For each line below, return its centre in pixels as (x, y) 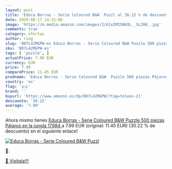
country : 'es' (20, 82)
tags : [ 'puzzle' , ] (27, 53)
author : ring (19, 39)
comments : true (21, 29)
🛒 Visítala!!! (17, 161)
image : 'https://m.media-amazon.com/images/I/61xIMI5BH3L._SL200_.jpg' (83, 24)
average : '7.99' (23, 106)
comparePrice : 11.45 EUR (32, 72)
